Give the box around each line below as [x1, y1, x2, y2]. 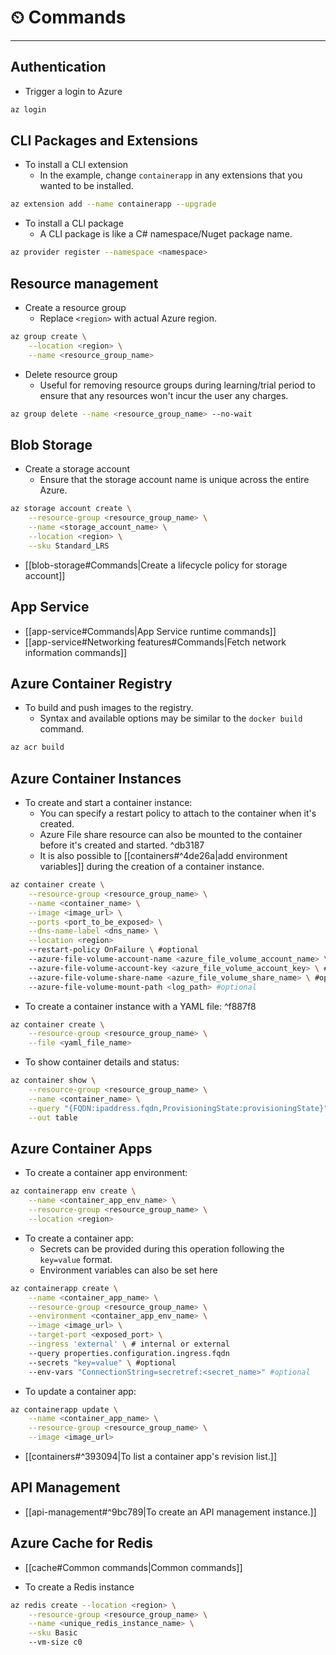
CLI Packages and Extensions [10, 132, 198, 150]
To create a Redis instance [24, 1581, 135, 1593]
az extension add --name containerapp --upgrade [10, 199, 217, 210]
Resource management [10, 275, 159, 292]
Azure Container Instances [10, 770, 182, 787]
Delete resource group [24, 368, 118, 380]
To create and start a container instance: [24, 797, 193, 808]
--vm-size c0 [28, 1637, 83, 1648]
